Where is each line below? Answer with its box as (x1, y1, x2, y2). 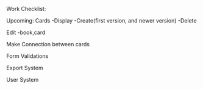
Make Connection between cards (6, 41, 90, 48)
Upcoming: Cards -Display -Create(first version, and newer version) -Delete (6, 17, 197, 24)
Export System (6, 64, 44, 71)
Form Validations (6, 52, 49, 60)
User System (6, 76, 39, 83)
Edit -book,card (6, 29, 46, 36)
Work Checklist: (6, 5, 46, 12)
